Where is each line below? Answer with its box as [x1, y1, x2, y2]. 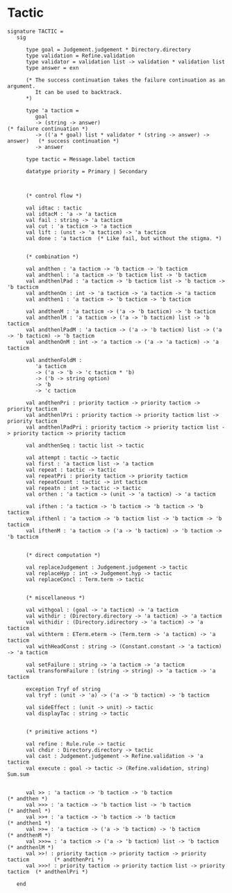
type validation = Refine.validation [25, 52, 135, 59]
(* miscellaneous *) [25, 594, 85, 601]
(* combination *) [25, 253, 79, 260]
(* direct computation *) [25, 551, 101, 558]
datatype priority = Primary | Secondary [25, 168, 148, 175]
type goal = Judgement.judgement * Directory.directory [25, 46, 191, 53]
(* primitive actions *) [25, 728, 98, 735]
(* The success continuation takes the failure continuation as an [25, 77, 226, 84]
